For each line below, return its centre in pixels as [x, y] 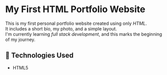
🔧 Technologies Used [39, 55]
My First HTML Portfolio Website [75, 9]
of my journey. [20, 40]
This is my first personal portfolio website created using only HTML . [76, 23]
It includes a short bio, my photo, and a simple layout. [61, 28]
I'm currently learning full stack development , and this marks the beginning [84, 34]
